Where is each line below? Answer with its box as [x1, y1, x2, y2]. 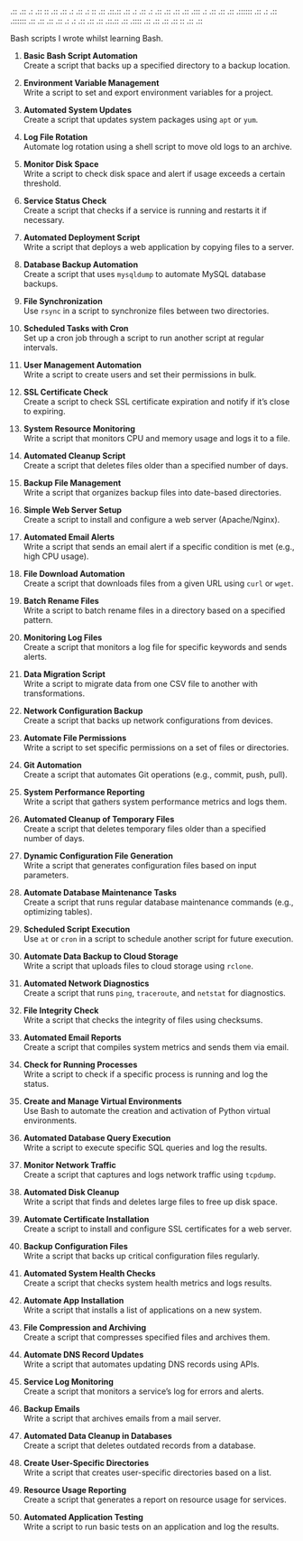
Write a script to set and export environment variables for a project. [23, 88, 273, 97]
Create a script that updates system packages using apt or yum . [23, 115, 259, 125]
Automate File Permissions [23, 733, 127, 743]
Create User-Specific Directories [23, 1458, 150, 1468]
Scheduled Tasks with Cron [23, 323, 129, 333]
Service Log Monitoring [23, 1377, 114, 1387]
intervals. [23, 342, 59, 353]
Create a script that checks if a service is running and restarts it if [23, 205, 267, 216]
